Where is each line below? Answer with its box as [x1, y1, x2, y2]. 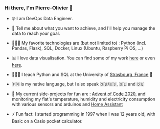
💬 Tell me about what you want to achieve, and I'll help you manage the [11, 26, 155, 31]
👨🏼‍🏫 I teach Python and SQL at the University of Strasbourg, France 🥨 [11, 72, 153, 77]
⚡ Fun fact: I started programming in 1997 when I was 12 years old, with [11, 111, 156, 117]
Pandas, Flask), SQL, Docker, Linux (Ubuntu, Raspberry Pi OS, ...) [11, 45, 143, 51]
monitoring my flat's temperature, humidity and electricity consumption [11, 96, 156, 102]
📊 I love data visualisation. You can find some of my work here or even [11, 55, 155, 61]
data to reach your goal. [11, 30, 60, 36]
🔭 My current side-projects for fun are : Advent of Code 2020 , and [11, 91, 146, 97]
